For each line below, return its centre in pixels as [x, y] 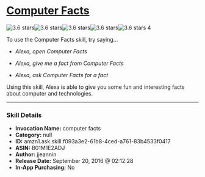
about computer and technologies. [50, 93]
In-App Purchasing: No [45, 168]
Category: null [34, 135]
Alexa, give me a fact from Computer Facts [69, 63]
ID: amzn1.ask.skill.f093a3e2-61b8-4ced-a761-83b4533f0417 [93, 141]
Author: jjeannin [36, 154]
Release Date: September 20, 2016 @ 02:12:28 [74, 161]
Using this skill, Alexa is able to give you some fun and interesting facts [95, 87]
